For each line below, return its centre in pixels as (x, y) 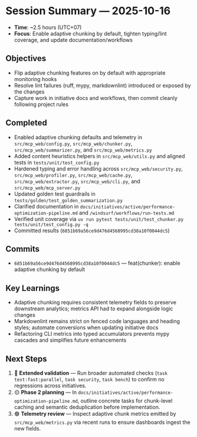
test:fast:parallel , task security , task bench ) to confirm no (89, 379)
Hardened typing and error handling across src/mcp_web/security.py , (98, 168)
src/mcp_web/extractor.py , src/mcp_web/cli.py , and (77, 181)
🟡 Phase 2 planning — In (45, 392)
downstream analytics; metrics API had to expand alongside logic (93, 309)
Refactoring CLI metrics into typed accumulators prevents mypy (92, 334)
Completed (27, 123)
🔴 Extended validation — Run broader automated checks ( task (91, 373)
